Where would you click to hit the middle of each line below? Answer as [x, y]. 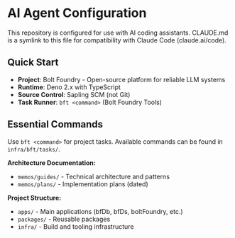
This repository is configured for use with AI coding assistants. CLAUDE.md [118, 33]
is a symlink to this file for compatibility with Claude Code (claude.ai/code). [117, 40]
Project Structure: [34, 198]
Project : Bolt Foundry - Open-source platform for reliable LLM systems [121, 79]
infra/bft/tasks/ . [34, 149]
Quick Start [33, 63]
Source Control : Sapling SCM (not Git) [74, 94]
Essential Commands [55, 124]
